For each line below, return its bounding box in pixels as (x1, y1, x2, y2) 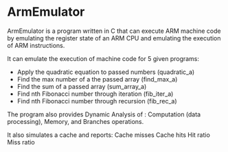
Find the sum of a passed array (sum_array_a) (16, 82, 147, 90)
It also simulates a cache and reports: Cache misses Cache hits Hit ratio (7, 131, 211, 139)
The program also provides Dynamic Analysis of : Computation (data (7, 110, 201, 118)
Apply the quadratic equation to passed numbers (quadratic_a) (16, 68, 195, 76)
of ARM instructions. (7, 41, 65, 49)
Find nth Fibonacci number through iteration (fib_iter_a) (16, 90, 174, 98)
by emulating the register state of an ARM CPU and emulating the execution (7, 34, 221, 42)
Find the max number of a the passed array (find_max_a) (16, 75, 178, 83)
